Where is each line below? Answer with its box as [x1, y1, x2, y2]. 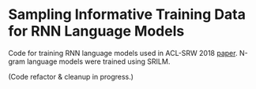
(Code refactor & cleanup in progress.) [8, 72, 134, 81]
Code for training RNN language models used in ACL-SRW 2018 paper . [8, 48, 238, 57]
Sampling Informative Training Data [8, 6, 247, 24]
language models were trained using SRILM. [26, 57, 171, 66]
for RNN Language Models [8, 22, 185, 40]
